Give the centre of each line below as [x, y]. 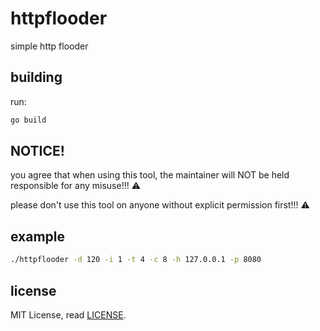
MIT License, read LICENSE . [68, 314]
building [36, 77]
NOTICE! [37, 151]
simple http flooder [49, 46]
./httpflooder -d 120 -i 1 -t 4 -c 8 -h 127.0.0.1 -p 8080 [136, 260]
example [38, 236]
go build [28, 120]
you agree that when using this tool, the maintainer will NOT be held [150, 175]
